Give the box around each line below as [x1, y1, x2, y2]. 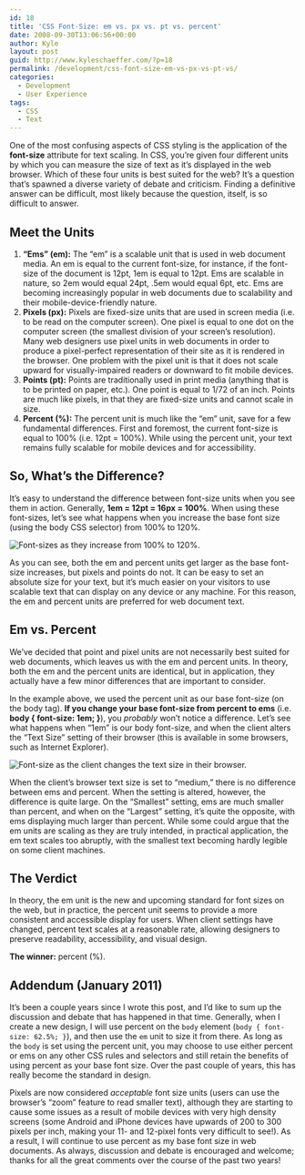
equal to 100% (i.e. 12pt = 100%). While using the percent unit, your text [22, 432, 293, 443]
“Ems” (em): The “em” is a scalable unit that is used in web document [22, 248, 286, 260]
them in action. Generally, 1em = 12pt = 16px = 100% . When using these [9, 502, 280, 513]
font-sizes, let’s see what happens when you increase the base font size [9, 512, 280, 523]
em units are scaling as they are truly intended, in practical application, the [9, 825, 289, 836]
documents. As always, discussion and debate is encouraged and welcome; [9, 1145, 294, 1157]
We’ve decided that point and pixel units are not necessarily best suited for [9, 646, 290, 657]
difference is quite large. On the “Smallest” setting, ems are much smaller [9, 796, 284, 807]
